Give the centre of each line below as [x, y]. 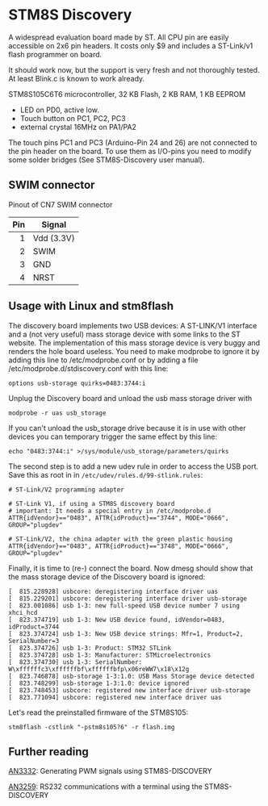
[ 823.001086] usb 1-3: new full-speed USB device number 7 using [124, 606]
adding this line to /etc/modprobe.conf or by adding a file [103, 360]
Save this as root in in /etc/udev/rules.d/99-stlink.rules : [106, 474]
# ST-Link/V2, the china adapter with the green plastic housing [120, 539]
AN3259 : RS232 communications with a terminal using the [106, 787]
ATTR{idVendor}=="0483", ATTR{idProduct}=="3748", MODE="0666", [119, 546]
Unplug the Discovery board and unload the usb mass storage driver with [130, 398]
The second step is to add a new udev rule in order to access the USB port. [134, 466]
